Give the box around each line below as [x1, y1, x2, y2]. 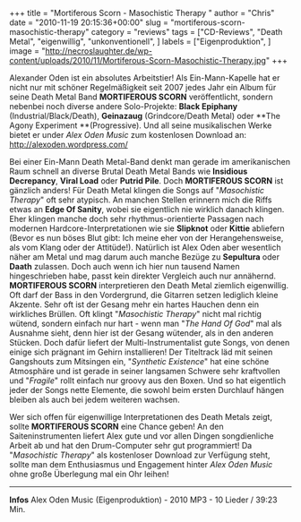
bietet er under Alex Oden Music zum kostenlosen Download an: [9, 130, 246, 140]
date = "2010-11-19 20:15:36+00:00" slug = [9, 17, 168, 28]
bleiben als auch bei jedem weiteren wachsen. [9, 394, 181, 405]
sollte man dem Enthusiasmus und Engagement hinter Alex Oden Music [9, 459, 273, 469]
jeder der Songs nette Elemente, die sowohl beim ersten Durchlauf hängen [9, 385, 285, 395]
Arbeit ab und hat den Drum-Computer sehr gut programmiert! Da [9, 441, 253, 450]
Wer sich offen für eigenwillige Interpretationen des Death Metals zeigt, [9, 412, 273, 422]
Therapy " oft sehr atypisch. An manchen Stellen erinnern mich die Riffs [9, 194, 272, 205]
